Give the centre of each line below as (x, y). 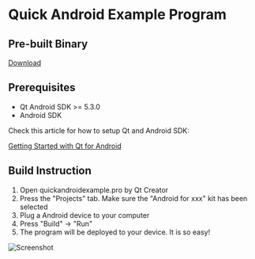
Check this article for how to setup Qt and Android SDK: (99, 130)
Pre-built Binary (48, 44)
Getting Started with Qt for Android (65, 146)
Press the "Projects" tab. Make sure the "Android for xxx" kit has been (133, 198)
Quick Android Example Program (117, 15)
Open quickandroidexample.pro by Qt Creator (94, 190)
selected (34, 207)
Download (25, 63)
